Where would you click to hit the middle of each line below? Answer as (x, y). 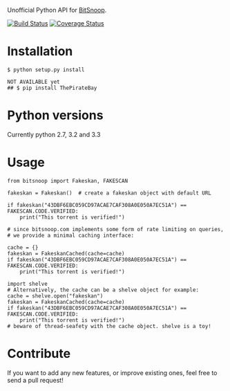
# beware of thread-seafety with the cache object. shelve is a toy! (109, 326)
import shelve (28, 284)
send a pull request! (35, 380)
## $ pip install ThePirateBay (52, 88)
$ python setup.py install (46, 70)
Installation (40, 52)
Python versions (55, 115)
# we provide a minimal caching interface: (71, 235)
